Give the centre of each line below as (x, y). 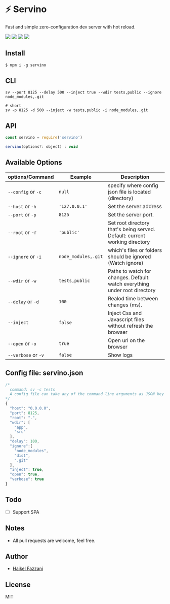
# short (13, 106)
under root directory (132, 290)
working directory (129, 242)
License (18, 584)
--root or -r (22, 232)
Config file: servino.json (44, 373)
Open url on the (126, 340)
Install (15, 53)
